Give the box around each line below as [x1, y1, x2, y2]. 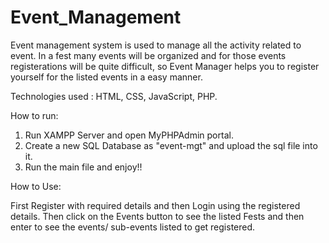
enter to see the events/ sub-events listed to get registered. [10, 221, 256, 233]
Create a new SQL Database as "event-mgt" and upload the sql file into [24, 139, 318, 151]
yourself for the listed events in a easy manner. [10, 71, 203, 83]
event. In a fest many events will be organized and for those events [10, 49, 287, 61]
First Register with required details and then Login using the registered [10, 199, 301, 211]
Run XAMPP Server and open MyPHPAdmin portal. [24, 129, 234, 141]
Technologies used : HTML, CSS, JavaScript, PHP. [10, 90, 218, 102]
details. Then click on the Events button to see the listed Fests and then [10, 210, 305, 222]
